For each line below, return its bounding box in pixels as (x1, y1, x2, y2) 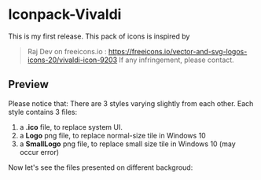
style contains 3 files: (8, 107, 77, 116)
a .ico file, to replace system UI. (19, 122, 123, 131)
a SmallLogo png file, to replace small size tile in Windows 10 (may (19, 139, 236, 149)
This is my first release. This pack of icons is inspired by (8, 31, 190, 41)
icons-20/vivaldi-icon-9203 (27, 55, 118, 64)
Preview (8, 78, 50, 91)
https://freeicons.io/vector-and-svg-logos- (108, 46, 248, 56)
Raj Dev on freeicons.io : (27, 46, 108, 56)
